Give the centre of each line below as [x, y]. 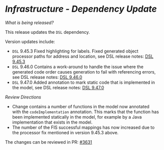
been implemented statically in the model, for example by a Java [77, 117]
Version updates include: [30, 41]
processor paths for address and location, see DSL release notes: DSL [83, 56]
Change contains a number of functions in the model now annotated [81, 106]
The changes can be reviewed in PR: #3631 [49, 142]
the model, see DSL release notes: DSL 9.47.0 [58, 87]
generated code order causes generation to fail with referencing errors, [84, 72]
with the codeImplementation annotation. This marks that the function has [85, 112]
